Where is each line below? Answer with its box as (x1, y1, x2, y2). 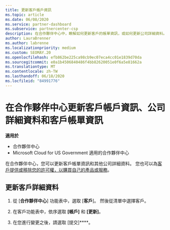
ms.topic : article (5, 12, 44, 17)
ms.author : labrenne (5, 41, 49, 46)
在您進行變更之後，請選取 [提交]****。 (12, 219, 93, 225)
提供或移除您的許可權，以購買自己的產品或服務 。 (9, 166, 112, 173)
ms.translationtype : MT (5, 64, 56, 69)
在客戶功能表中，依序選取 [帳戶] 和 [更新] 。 (12, 208, 104, 214)
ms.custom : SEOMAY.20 (5, 50, 51, 55)
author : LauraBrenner (5, 36, 51, 41)
